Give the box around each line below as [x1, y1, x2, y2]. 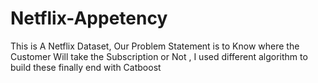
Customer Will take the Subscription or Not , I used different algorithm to [10, 50, 308, 62]
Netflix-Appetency [10, 7, 168, 30]
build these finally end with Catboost [10, 61, 162, 73]
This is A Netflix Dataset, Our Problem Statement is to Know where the [10, 40, 300, 52]
